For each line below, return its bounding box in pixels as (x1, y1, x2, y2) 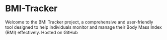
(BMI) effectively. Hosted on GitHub (5, 29, 78, 35)
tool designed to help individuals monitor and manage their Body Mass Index (5, 24, 162, 30)
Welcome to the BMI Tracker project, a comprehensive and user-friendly (5, 19, 154, 25)
